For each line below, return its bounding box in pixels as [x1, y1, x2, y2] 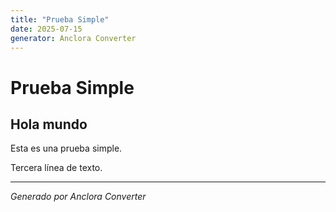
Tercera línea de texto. [10, 162, 103, 174]
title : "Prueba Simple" [10, 14, 110, 25]
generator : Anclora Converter [10, 33, 137, 43]
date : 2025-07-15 [10, 24, 83, 34]
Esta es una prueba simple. [10, 142, 123, 155]
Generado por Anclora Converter [10, 191, 147, 203]
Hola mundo [10, 116, 88, 133]
